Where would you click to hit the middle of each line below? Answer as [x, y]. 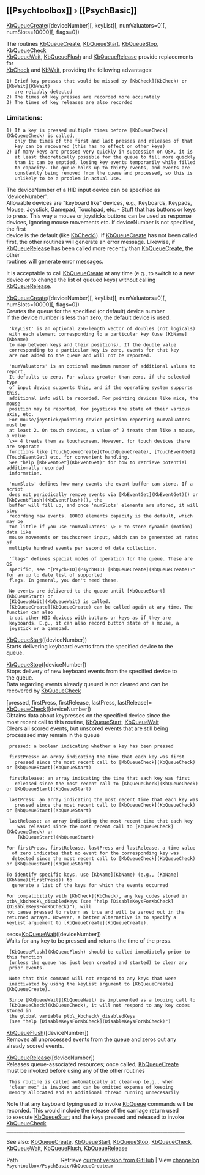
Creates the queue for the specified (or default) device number [86, 311]
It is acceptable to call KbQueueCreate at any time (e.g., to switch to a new [100, 273]
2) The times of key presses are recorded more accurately [83, 97]
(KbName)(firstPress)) [35, 880]
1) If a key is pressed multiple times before [67, 131]
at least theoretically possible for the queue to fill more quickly [105, 157]
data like [19, 532]
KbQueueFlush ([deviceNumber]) [47, 1033]
